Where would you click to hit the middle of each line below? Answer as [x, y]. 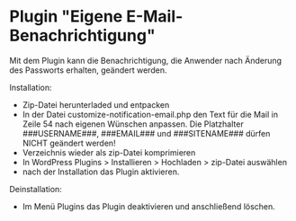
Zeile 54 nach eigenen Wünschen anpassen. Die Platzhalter [133, 124]
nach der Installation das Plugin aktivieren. [101, 172]
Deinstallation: [36, 189]
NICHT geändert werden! [69, 143]
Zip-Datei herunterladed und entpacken [96, 104]
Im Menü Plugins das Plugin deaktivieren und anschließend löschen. [149, 206]
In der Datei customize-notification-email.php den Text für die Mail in [150, 114]
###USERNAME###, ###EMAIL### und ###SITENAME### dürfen [146, 133]
